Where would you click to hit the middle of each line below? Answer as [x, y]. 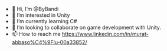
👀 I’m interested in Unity [41, 15]
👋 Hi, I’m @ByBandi [35, 9]
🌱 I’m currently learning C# [44, 21]
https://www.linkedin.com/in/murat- [105, 34]
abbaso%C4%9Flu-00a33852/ [49, 42]
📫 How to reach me [36, 34]
